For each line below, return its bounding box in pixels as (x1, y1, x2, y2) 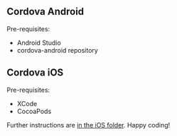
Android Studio (16, 38, 61, 47)
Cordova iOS (6, 67, 64, 79)
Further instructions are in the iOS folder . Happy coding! (6, 120, 171, 129)
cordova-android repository (16, 46, 99, 54)
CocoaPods (16, 107, 52, 115)
